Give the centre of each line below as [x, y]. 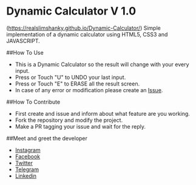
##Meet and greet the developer [47, 138]
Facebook [28, 156]
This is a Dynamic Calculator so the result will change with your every [102, 64]
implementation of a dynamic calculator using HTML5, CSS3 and [87, 34]
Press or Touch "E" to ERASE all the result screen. [77, 84]
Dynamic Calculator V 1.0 [71, 11]
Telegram [27, 169]
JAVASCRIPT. [23, 41]
